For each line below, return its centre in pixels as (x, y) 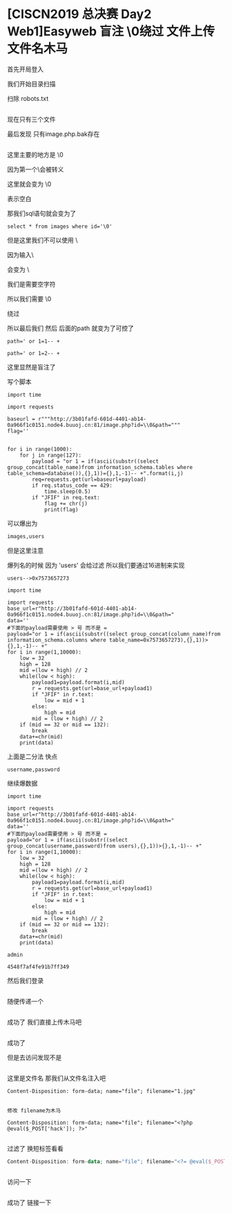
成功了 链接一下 (29, 1202)
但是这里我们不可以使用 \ (42, 240)
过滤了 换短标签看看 (35, 1148)
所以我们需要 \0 (29, 298)
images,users (26, 536)
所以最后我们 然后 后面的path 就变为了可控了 (71, 328)
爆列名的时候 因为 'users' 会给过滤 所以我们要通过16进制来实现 (96, 565)
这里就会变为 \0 (29, 184)
